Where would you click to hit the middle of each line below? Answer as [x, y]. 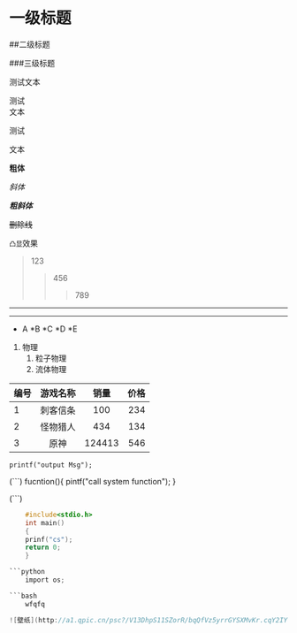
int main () [45, 522]
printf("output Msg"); [51, 465]
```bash [23, 596]
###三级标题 [32, 63]
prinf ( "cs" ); [49, 539]
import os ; [45, 580]
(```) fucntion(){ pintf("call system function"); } [93, 481]
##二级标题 [30, 44]
